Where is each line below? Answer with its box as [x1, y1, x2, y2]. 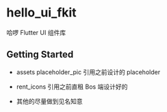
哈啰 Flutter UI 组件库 [6, 28, 66, 36]
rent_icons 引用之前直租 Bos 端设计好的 [16, 82, 128, 91]
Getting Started [6, 49, 74, 60]
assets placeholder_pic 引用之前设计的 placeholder [16, 67, 161, 76]
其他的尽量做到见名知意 [16, 97, 83, 105]
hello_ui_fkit [6, 5, 77, 21]
